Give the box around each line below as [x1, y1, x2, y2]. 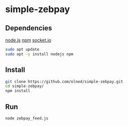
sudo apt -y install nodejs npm [5, 52, 73, 57]
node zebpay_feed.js [5, 116, 49, 121]
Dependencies [5, 24, 52, 32]
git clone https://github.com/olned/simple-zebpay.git [5, 79, 123, 84]
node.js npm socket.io [5, 37, 52, 43]
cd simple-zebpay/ [5, 83, 44, 89]
